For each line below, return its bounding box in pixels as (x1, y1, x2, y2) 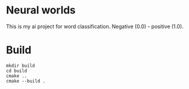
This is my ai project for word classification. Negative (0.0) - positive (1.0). (6, 23, 184, 30)
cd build (6, 68, 27, 74)
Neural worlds (6, 4, 76, 17)
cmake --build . (6, 78, 45, 84)
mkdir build (6, 63, 35, 69)
